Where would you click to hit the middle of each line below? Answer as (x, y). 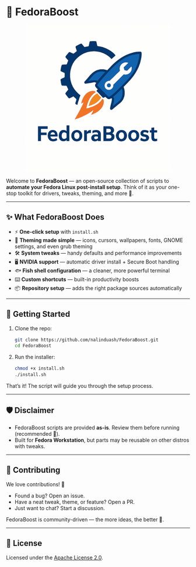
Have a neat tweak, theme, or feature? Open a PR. (75, 502)
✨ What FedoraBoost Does (55, 217)
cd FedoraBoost (33, 346)
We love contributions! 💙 (36, 484)
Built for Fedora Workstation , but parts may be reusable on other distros (102, 440)
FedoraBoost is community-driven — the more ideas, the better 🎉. (85, 519)
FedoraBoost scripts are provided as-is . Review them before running (97, 428)
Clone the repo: (33, 328)
